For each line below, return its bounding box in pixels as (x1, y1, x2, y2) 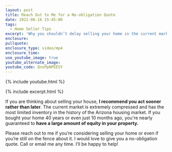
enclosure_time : (5, 50, 40, 55)
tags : (5, 21, 17, 27)
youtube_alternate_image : (5, 60, 60, 65)
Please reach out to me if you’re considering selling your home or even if (5, 130, 159, 136)
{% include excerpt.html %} (5, 89, 64, 95)
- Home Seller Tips (10, 27, 52, 32)
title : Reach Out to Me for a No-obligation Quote (5, 12, 116, 17)
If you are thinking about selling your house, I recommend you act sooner (5, 98, 161, 105)
